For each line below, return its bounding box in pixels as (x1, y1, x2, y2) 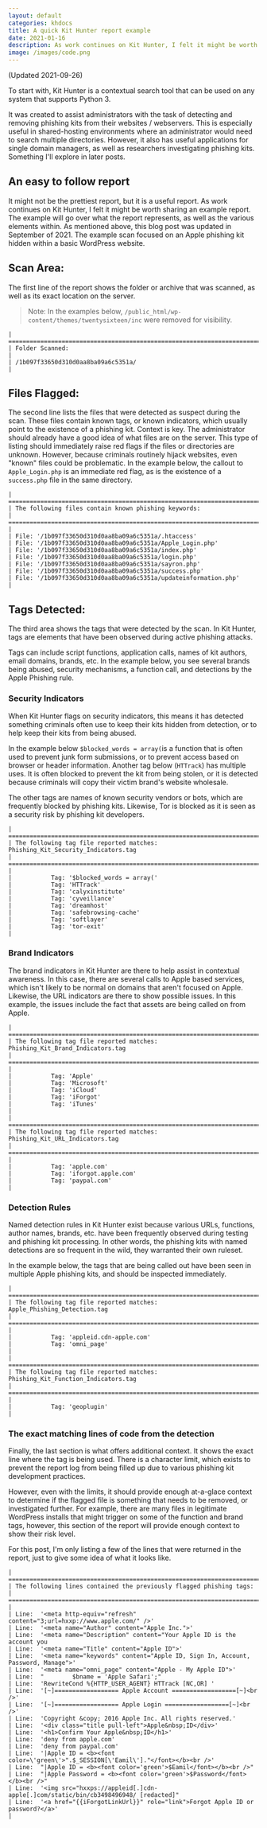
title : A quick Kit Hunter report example (8, 26, 151, 34)
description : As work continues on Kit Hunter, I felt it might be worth (8, 41, 258, 49)
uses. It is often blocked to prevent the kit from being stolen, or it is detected (8, 768, 258, 778)
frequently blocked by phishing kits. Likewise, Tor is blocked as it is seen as (8, 801, 256, 811)
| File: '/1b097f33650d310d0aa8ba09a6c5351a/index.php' (8, 546, 197, 554)
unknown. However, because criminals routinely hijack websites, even (8, 450, 238, 460)
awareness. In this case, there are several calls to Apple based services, (8, 974, 245, 983)
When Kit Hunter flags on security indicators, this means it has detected (8, 711, 244, 721)
